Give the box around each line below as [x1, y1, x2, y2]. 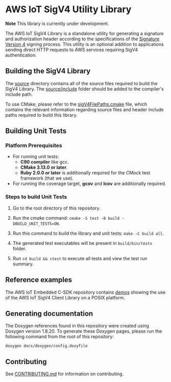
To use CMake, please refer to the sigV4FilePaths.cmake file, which [5, 101, 147, 107]
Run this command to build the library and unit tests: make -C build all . [12, 230, 164, 236]
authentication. [5, 52, 37, 58]
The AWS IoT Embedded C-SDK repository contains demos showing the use [5, 289, 166, 295]
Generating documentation [5, 309, 93, 318]
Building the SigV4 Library [5, 67, 91, 75]
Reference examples [5, 275, 72, 284]
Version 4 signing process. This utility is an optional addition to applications [5, 41, 164, 47]
